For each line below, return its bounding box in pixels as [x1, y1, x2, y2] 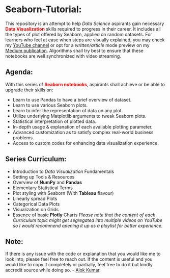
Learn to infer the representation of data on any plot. [12, 107, 123, 113]
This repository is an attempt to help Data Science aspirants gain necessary [5, 20, 164, 27]
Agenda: [5, 68, 33, 77]
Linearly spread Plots [12, 195, 58, 201]
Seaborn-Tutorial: [5, 4, 82, 15]
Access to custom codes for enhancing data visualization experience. [12, 140, 159, 146]
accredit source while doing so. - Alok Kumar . [5, 267, 101, 273]
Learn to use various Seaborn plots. [12, 102, 88, 108]
